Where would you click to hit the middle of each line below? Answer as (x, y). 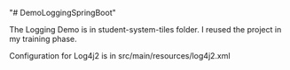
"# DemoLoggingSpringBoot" (63, 13)
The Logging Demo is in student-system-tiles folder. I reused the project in (145, 29)
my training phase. (43, 39)
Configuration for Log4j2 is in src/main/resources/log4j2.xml (120, 56)
